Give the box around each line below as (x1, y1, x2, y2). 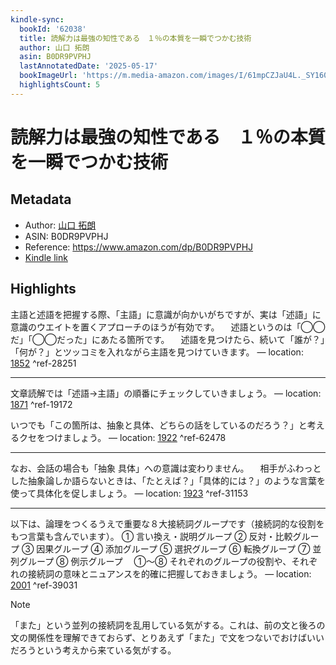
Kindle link (24, 251, 68, 263)
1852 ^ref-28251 (10, 357, 77, 369)
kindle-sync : (10, 14, 65, 25)
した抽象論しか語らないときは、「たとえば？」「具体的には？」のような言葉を (10, 474, 326, 486)
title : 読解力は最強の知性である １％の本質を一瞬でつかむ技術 (19, 33, 252, 43)
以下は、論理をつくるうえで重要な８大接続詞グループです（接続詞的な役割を (10, 517, 325, 530)
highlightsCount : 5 (19, 80, 101, 90)
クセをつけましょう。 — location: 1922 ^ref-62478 (18, 431, 227, 443)
